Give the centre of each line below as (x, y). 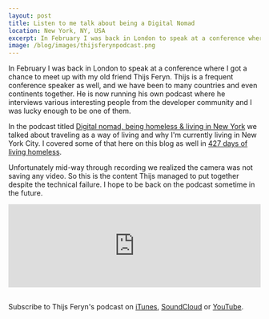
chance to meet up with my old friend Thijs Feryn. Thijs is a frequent (121, 77)
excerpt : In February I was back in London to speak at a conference (127, 38)
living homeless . (35, 152)
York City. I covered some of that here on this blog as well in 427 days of (128, 143)
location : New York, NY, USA (57, 30)
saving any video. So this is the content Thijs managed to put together (124, 176)
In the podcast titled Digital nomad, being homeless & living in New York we (133, 127)
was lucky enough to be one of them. (70, 111)
